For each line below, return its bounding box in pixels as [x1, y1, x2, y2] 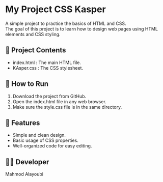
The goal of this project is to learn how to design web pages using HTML [5, 25, 158, 32]
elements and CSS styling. [5, 31, 61, 37]
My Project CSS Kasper [5, 4, 106, 15]
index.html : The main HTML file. [12, 59, 81, 66]
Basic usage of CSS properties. [12, 137, 79, 143]
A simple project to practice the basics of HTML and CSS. [5, 20, 126, 26]
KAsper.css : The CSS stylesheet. [12, 65, 83, 71]
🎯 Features [5, 118, 40, 127]
